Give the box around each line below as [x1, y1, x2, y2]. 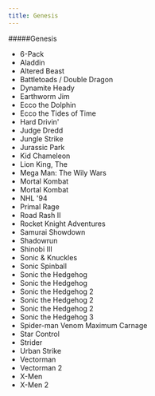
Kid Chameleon [19, 151, 71, 160]
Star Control [19, 329, 60, 339]
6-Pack [19, 49, 45, 58]
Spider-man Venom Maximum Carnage [19, 320, 148, 330]
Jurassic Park [19, 142, 65, 152]
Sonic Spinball [19, 261, 68, 271]
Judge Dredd [19, 125, 64, 135]
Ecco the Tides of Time [19, 109, 97, 118]
